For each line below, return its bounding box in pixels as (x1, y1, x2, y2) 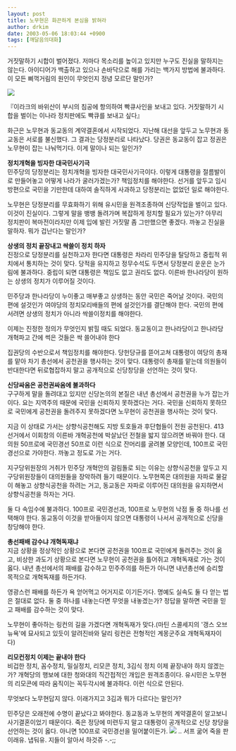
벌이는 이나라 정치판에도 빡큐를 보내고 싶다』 (20, 111, 144, 120)
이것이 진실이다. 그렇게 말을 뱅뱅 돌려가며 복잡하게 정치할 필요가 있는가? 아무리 (7, 209, 223, 218)
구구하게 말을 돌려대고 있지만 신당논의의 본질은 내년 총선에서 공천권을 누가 (7, 390, 211, 398)
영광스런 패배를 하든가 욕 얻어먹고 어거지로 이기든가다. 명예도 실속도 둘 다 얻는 (7, 588, 222, 596)
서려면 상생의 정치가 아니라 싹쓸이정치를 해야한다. (7, 309, 143, 318)
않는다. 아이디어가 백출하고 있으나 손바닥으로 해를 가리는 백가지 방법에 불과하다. (7, 66, 225, 74)
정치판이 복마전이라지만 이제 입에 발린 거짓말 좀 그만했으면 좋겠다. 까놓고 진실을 (7, 218, 225, 226)
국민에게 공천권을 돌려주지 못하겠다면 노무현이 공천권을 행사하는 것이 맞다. (14, 407, 218, 416)
